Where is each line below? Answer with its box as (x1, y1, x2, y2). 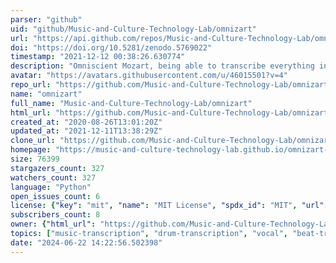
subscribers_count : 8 (10, 210, 101, 220)
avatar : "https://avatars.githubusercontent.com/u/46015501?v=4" (10, 71, 288, 81)
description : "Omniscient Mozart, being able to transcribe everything (10, 61, 315, 71)
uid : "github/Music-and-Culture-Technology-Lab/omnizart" (10, 24, 257, 34)
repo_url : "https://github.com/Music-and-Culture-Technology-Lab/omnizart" (10, 80, 333, 90)
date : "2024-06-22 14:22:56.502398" (10, 237, 163, 248)
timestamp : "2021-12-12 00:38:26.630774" (10, 52, 186, 62)
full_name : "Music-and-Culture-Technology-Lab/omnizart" (10, 98, 253, 108)
